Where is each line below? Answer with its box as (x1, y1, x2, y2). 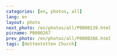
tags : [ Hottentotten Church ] (6, 41, 77, 47)
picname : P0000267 (6, 30, 51, 36)
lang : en (6, 14, 27, 20)
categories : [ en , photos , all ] (6, 8, 82, 15)
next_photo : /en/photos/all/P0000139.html (6, 24, 111, 31)
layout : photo (6, 19, 41, 25)
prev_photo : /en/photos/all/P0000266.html (6, 36, 111, 41)
